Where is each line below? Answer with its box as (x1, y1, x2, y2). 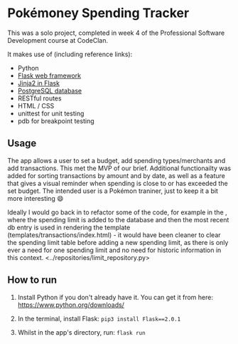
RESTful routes (17, 94, 62, 103)
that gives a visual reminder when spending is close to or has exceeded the (7, 179, 229, 187)
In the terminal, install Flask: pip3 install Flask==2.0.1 (17, 314, 181, 323)
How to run (7, 274, 58, 286)
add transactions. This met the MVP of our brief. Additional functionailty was (7, 164, 232, 172)
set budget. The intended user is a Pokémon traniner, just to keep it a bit (7, 187, 219, 195)
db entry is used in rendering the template (7, 223, 131, 231)
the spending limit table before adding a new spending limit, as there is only (7, 238, 229, 246)
